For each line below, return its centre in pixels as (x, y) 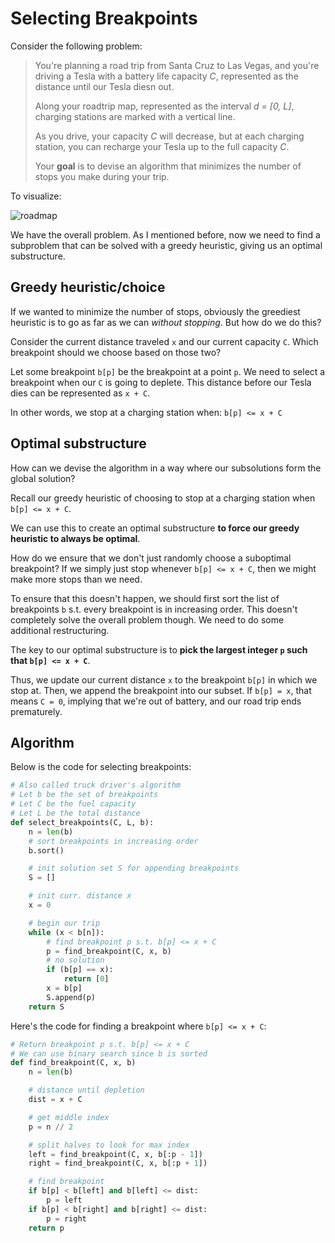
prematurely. (36, 711)
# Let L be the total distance (75, 813)
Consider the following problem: (76, 46)
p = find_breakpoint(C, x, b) (109, 951)
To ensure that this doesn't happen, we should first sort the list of (145, 598)
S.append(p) (71, 997)
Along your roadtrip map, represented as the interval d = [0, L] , (164, 106)
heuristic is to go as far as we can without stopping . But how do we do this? (166, 322)
